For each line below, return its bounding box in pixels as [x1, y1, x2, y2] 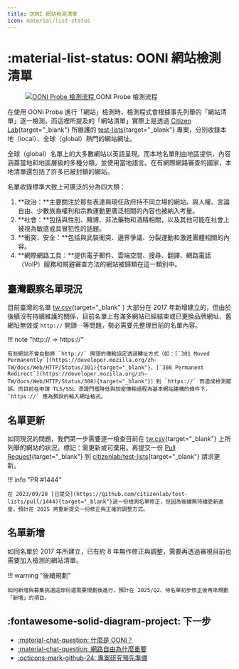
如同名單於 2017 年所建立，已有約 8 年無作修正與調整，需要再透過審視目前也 [7, 546, 232, 556]
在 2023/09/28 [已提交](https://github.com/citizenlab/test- [7, 491, 188, 498]
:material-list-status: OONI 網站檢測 [7, 50, 222, 66]
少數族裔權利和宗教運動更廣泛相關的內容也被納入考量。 [36, 207, 199, 215]
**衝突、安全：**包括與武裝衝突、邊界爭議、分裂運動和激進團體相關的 [17, 233, 224, 242]
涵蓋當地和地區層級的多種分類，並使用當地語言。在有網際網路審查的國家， [7, 158, 225, 167]
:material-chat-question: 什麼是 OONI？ [17, 636, 134, 644]
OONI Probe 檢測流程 [95, 93, 158, 101]
